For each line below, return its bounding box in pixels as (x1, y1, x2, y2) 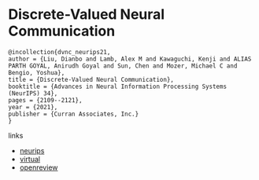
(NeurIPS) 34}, (8, 89, 58, 97)
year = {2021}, (8, 103, 58, 111)
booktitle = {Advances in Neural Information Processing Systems (8, 83, 227, 90)
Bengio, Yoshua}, (8, 68, 65, 76)
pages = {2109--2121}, (8, 96, 83, 104)
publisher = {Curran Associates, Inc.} (8, 110, 139, 118)
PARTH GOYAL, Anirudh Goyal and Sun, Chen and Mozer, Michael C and (8, 61, 238, 70)
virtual (19, 154, 41, 163)
